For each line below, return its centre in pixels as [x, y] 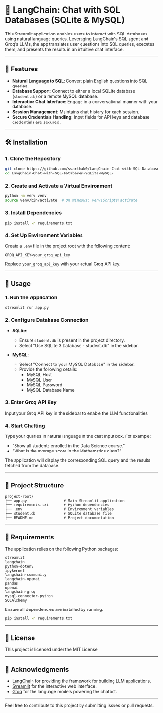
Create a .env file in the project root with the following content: [67, 246]
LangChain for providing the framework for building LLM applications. [81, 681]
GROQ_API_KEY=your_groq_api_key [38, 255]
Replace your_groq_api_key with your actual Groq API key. [63, 264]
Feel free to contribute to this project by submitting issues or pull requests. [80, 705]
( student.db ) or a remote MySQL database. [55, 96]
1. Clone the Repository [33, 159]
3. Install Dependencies [33, 213]
